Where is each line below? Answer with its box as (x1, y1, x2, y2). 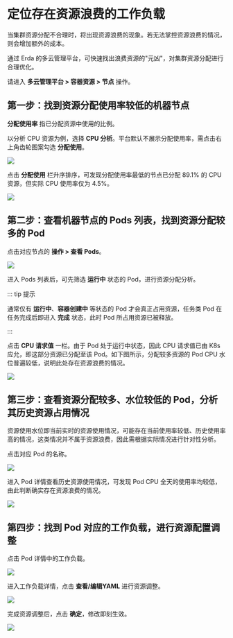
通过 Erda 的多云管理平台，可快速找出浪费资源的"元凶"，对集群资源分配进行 (7, 53, 224, 62)
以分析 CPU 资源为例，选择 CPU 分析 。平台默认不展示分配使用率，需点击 (7, 134, 216, 142)
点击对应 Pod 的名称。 (7, 450, 71, 458)
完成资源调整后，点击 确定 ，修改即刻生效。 (7, 610, 130, 618)
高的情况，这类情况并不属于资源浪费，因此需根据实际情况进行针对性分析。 (7, 435, 220, 444)
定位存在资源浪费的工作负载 (7, 6, 166, 22)
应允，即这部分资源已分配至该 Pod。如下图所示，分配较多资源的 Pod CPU (7, 350, 218, 358)
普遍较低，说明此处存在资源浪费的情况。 (12, 359, 129, 367)
